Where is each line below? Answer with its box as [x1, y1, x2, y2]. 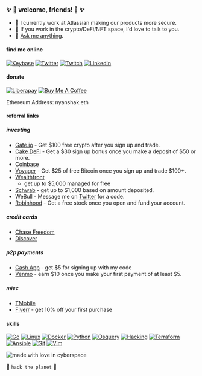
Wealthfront [14, 174, 45, 181]
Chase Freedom [14, 228, 55, 236]
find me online [6, 45, 43, 53]
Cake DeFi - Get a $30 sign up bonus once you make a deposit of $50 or [14, 148, 196, 155]
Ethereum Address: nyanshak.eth [6, 98, 89, 105]
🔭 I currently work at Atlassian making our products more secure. [14, 19, 177, 27]
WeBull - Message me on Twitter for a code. [14, 193, 125, 200]
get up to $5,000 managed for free [24, 180, 110, 187]
